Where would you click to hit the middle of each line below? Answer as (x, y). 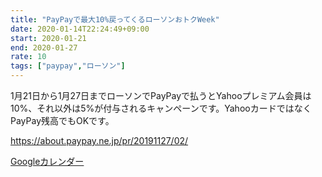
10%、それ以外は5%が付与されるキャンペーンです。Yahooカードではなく (161, 108)
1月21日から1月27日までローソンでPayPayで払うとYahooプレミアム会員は (161, 95)
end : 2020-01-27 (44, 47)
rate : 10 (28, 57)
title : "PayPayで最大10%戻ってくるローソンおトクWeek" (115, 19)
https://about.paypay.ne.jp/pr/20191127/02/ (99, 140)
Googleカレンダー (47, 161)
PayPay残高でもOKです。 (62, 120)
